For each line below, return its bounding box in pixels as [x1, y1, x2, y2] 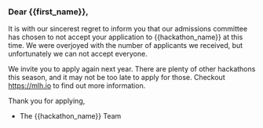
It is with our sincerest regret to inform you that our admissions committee [8, 24, 248, 34]
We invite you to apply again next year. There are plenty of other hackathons [8, 64, 256, 74]
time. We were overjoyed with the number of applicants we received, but [8, 41, 243, 50]
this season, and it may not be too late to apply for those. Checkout [8, 73, 225, 82]
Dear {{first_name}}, [8, 6, 89, 17]
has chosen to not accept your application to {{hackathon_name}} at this [8, 32, 243, 42]
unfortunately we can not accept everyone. [8, 49, 148, 59]
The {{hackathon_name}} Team [19, 112, 122, 121]
